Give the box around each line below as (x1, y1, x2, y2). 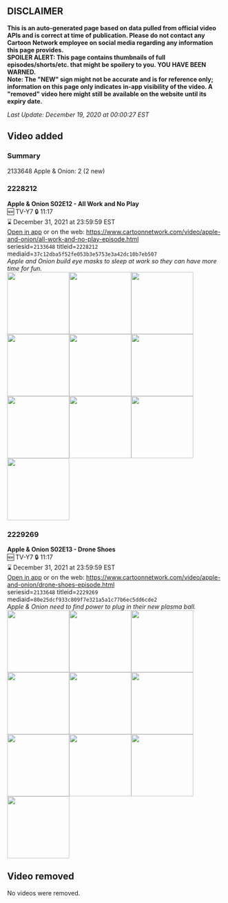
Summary (7, 151, 41, 161)
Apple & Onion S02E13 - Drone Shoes (7, 545, 116, 554)
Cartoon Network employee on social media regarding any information (7, 38, 214, 47)
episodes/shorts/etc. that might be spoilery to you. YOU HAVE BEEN (7, 60, 207, 68)
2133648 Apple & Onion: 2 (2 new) (7, 167, 105, 175)
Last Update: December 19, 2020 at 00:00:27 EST (7, 110, 149, 119)
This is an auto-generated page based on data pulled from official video (7, 23, 217, 32)
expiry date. (7, 97, 43, 105)
